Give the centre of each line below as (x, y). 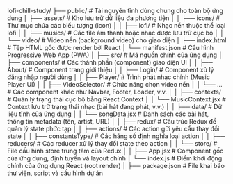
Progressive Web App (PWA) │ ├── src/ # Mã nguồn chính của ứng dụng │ (115, 55)
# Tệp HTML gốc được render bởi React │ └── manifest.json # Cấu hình (111, 48)
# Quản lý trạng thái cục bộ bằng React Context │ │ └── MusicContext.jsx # (116, 99)
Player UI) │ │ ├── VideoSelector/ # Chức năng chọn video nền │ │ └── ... (115, 84)
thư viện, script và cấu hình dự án (55, 173)
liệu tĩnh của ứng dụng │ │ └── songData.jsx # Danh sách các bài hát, (108, 114)
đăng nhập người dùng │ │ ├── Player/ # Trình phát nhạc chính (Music (109, 77)
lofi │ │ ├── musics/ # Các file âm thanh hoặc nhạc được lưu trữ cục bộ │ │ (116, 33)
